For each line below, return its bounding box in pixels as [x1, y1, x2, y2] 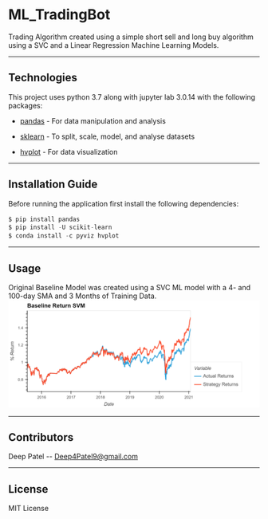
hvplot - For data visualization [19, 147, 118, 156]
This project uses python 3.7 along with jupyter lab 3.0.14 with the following [8, 92, 256, 101]
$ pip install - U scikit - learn [8, 223, 112, 232]
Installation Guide [8, 178, 98, 191]
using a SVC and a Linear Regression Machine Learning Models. [8, 40, 219, 49]
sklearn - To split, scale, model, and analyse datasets [19, 132, 195, 141]
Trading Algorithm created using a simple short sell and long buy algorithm [8, 32, 254, 41]
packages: [8, 100, 43, 110]
